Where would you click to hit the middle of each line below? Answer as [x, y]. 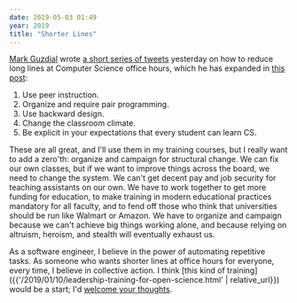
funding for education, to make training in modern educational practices [141, 197]
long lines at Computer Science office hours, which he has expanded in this [147, 68]
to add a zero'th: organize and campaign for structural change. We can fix [144, 159]
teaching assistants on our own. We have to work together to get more [138, 188]
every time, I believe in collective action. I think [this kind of [117, 270]
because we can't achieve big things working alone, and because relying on [148, 225]
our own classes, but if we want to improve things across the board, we [140, 168]
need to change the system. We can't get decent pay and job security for [143, 178]
